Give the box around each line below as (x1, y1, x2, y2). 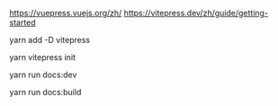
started (9, 17, 36, 28)
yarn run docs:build (9, 87, 82, 97)
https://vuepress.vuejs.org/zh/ (9, 8, 122, 18)
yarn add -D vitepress (9, 35, 91, 45)
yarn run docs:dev (9, 69, 77, 80)
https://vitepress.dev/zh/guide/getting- (123, 8, 268, 18)
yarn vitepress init (9, 52, 76, 62)
